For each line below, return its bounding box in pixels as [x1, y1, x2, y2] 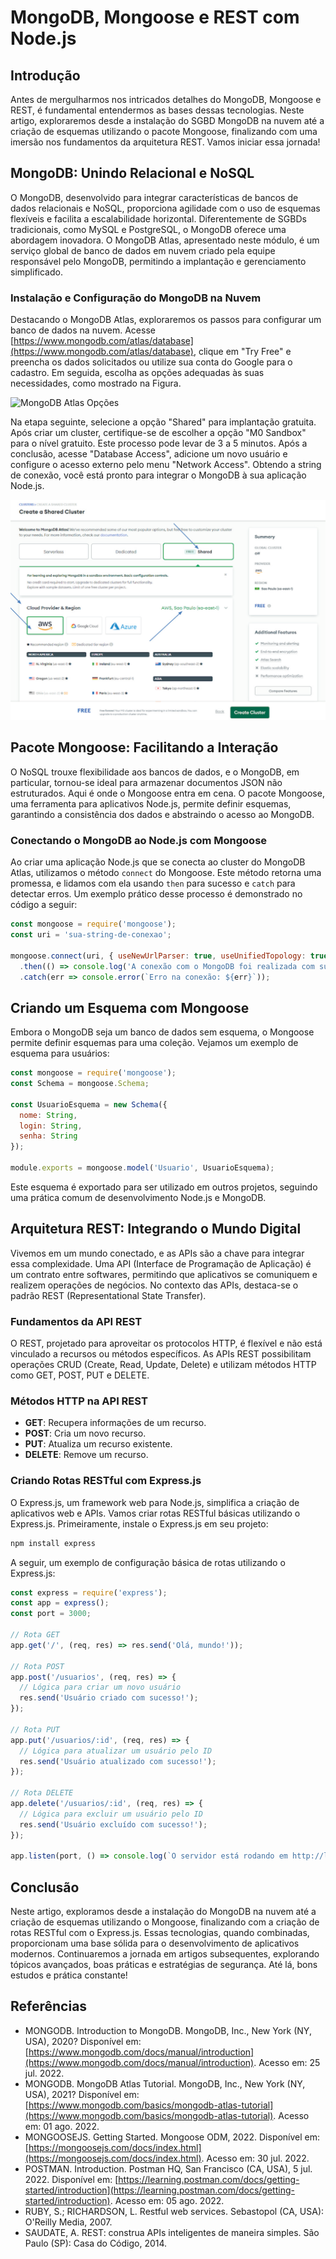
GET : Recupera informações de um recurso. [24, 1417, 207, 1429]
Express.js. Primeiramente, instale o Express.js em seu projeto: [10, 1517, 269, 1530]
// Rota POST [10, 1661, 65, 1671]
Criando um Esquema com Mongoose [10, 999, 250, 1016]
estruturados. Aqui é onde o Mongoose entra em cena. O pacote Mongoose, [10, 787, 325, 799]
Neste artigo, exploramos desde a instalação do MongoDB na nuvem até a [10, 1906, 317, 1918]
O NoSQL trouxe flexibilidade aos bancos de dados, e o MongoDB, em [10, 766, 300, 778]
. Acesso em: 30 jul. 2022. [201, 2152, 310, 2164]
